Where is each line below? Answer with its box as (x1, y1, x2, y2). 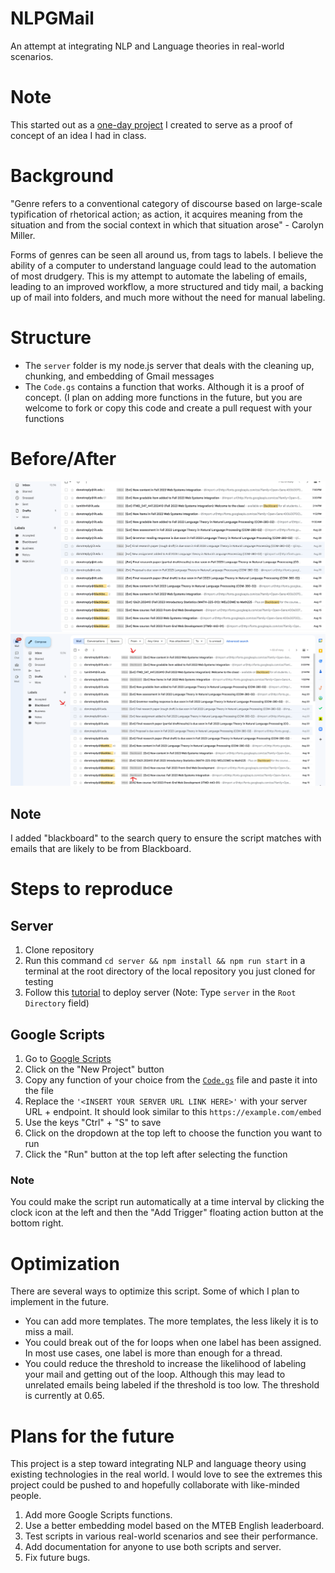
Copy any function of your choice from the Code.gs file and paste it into (24, 1074, 318, 1086)
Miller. (10, 229, 36, 241)
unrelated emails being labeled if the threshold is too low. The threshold (24, 1379, 320, 1391)
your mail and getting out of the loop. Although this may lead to (24, 1368, 286, 1381)
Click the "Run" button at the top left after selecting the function (24, 1148, 288, 1161)
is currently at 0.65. (24, 1390, 105, 1402)
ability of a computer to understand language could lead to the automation (10, 259, 317, 271)
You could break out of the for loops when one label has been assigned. (24, 1337, 322, 1349)
